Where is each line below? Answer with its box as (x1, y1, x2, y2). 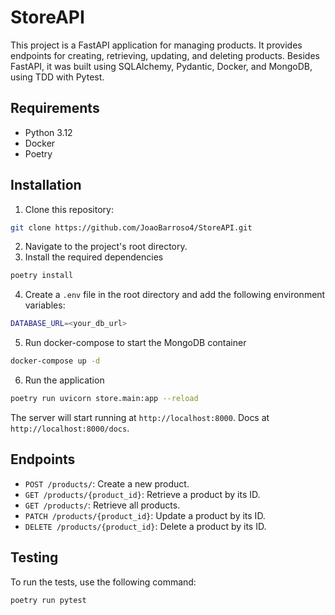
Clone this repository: (24, 203, 114, 215)
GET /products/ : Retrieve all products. (24, 499, 181, 511)
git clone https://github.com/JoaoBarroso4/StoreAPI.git (10, 222, 253, 233)
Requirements (10, 100, 100, 117)
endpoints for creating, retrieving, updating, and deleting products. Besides (10, 49, 320, 61)
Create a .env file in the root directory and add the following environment (24, 289, 326, 301)
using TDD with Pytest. (10, 71, 105, 83)
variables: (24, 299, 66, 311)
